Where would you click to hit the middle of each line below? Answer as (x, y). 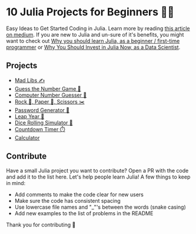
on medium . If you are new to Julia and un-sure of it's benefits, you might (95, 34)
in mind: (16, 183)
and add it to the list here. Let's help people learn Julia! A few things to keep (98, 177)
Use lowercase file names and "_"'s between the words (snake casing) (100, 207)
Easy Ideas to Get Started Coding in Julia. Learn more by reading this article (98, 28)
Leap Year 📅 (29, 116)
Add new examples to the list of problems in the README (84, 213)
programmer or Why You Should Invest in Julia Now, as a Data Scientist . (93, 47)
